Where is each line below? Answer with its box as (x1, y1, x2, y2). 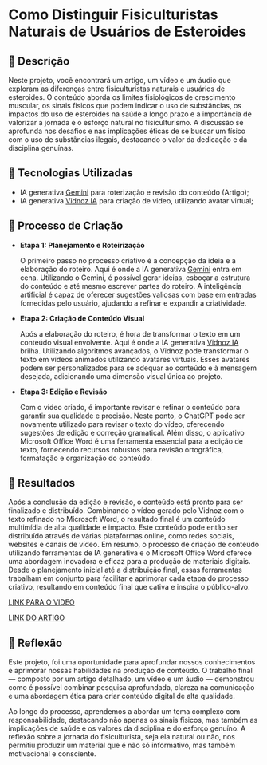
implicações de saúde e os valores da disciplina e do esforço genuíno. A (8, 724, 246, 733)
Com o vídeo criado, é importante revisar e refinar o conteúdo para (19, 402, 241, 412)
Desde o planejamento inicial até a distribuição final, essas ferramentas (8, 565, 243, 575)
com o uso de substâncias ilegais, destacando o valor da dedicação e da (8, 135, 248, 144)
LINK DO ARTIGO (8, 613, 65, 623)
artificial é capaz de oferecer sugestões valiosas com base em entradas (19, 290, 257, 299)
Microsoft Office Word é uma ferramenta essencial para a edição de (19, 436, 244, 446)
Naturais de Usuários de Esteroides (8, 22, 247, 41)
